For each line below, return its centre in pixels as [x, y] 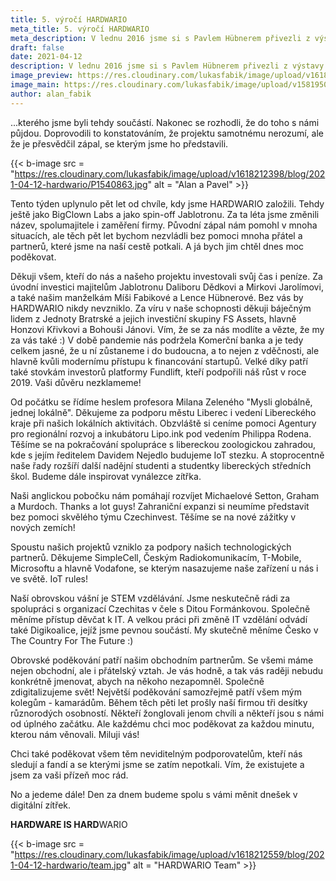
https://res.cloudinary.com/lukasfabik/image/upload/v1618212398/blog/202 [170, 173]
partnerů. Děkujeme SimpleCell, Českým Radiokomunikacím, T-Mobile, [156, 557]
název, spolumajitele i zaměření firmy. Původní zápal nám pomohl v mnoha [164, 225]
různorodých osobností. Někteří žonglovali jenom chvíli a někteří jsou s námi [167, 713]
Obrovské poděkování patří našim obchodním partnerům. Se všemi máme [162, 660]
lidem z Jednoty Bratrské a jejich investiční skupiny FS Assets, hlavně [153, 318]
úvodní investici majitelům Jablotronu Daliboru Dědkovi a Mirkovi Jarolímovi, [167, 287]
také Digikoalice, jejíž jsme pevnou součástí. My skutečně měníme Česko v [164, 630]
